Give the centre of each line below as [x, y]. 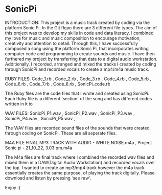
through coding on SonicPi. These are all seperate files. [61, 133]
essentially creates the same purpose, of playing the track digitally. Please [80, 173]
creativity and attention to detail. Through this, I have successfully [71, 43]
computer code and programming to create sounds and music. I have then [80, 54]
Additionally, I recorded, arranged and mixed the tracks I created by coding [81, 64]
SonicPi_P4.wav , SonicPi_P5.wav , [40, 118]
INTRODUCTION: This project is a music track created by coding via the [78, 22]
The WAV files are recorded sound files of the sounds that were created [78, 128]
